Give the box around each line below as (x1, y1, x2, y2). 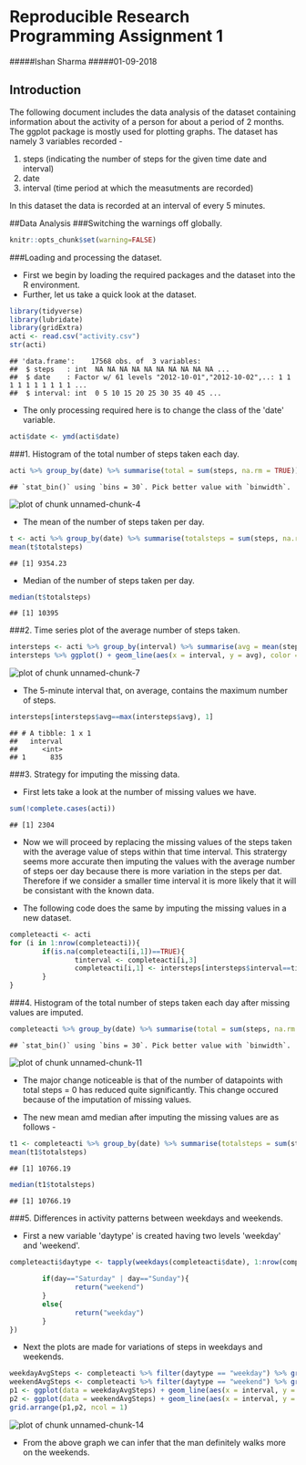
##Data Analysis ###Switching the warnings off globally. (9, 217, 223, 229)
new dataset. (22, 912, 72, 923)
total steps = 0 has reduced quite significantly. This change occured (22, 1084, 280, 1095)
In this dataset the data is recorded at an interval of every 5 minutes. (9, 200, 266, 211)
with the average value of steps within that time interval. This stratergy (22, 846, 288, 857)
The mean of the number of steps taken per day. (22, 516, 205, 527)
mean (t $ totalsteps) (9, 542, 84, 552)
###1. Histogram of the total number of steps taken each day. (9, 449, 240, 459)
